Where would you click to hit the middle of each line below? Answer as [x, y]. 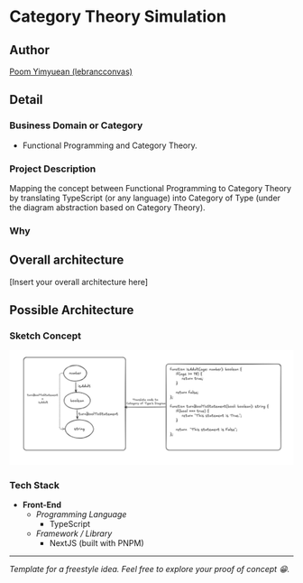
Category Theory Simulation [118, 17]
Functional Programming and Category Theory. [110, 145]
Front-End [41, 505]
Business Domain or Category [76, 125]
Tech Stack [35, 486]
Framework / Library [74, 533]
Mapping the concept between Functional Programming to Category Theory [150, 188]
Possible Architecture [72, 310]
